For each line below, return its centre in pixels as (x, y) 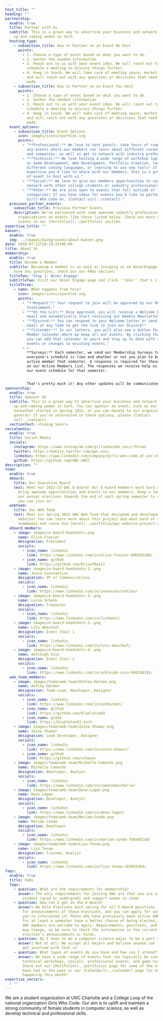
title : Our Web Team (34, 510)
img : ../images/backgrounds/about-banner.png (56, 240)
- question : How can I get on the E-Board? (58, 903)
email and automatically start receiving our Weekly (81, 317)
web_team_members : (28, 677)
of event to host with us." (55, 177)
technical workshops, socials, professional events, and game (87, 961)
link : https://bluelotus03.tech (59, 722)
